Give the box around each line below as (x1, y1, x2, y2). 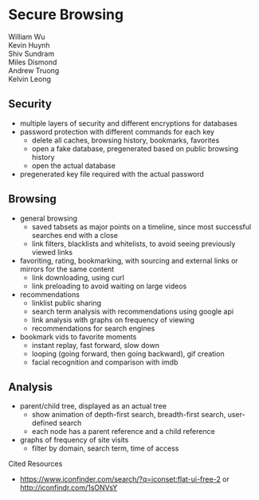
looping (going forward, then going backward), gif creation (31, 349, 225, 358)
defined (31, 418, 57, 428)
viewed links (31, 247, 73, 256)
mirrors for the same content (19, 264, 115, 274)
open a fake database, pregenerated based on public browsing (31, 143, 239, 153)
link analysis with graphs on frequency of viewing (31, 314, 195, 324)
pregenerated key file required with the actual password (19, 169, 205, 178)
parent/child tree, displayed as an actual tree (19, 401, 167, 411)
